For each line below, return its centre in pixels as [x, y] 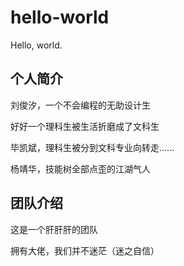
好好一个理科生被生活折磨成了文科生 [85, 126]
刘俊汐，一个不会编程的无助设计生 [80, 105]
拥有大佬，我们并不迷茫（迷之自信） [85, 250]
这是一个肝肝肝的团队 [54, 229]
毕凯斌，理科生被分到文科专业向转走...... [92, 147]
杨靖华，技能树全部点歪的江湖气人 [80, 168]
